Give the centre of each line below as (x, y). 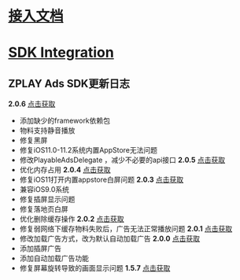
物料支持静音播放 (47, 131)
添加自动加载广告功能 (54, 258)
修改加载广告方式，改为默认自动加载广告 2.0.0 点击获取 (110, 239)
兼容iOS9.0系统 (44, 190)
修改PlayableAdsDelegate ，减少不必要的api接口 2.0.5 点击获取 (122, 160)
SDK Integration (61, 53)
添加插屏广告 (40, 249)
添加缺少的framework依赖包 (65, 121)
